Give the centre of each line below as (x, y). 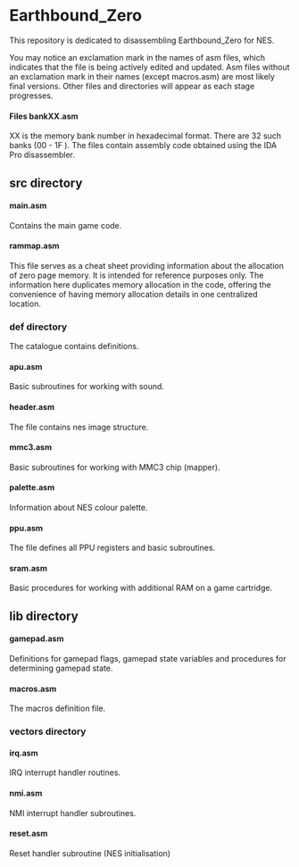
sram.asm (28, 568)
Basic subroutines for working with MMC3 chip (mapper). (115, 467)
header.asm (32, 407)
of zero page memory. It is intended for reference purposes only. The (137, 275)
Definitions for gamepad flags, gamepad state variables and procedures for (148, 659)
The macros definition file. (57, 709)
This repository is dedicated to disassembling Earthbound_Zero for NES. (142, 40)
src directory (46, 183)
